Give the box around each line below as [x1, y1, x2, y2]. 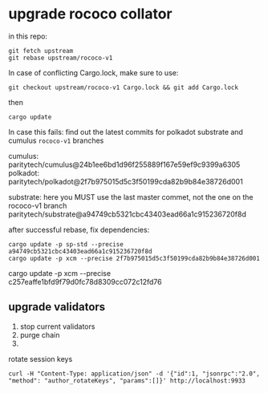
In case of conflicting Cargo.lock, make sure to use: [8, 67, 179, 77]
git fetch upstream [8, 47, 74, 55]
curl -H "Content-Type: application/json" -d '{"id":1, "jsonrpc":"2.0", [8, 370, 261, 378]
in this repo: [8, 31, 48, 41]
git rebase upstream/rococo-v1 [8, 54, 113, 62]
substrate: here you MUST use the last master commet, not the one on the [8, 192, 254, 201]
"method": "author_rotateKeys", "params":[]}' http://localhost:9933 [8, 376, 246, 385]
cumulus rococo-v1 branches [8, 136, 104, 145]
